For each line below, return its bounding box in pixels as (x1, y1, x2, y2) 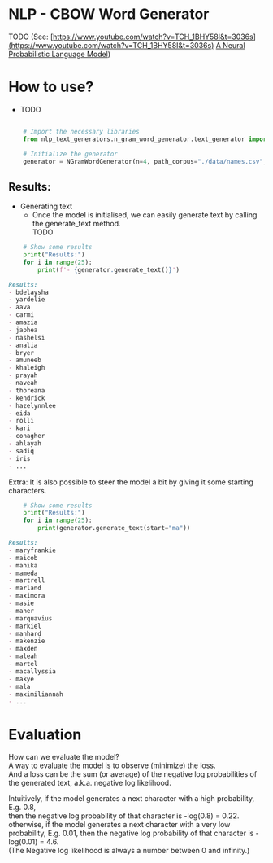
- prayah (8, 371, 38, 379)
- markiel (8, 622, 42, 630)
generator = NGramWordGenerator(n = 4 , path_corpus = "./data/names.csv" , (23, 157, 267, 165)
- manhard (8, 629, 42, 637)
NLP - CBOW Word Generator (8, 5, 210, 24)
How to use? (8, 78, 94, 96)
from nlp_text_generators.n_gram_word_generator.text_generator (23, 135, 245, 143)
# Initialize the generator (23, 150, 118, 158)
